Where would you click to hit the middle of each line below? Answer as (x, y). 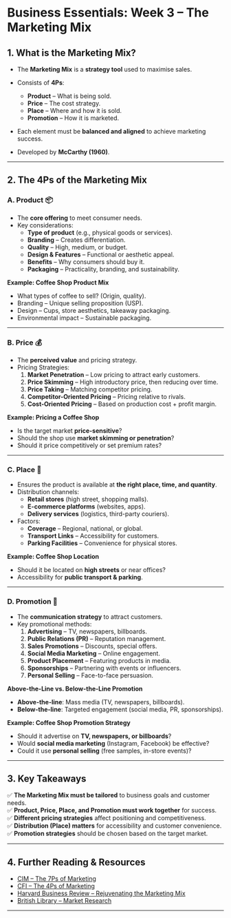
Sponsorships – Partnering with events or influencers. (104, 668)
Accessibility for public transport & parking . (80, 578)
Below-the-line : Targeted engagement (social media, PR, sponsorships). (120, 709)
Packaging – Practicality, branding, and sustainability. (103, 269)
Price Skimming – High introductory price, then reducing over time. (123, 382)
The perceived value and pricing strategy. (77, 360)
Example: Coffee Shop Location (53, 557)
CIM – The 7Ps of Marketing (56, 879)
